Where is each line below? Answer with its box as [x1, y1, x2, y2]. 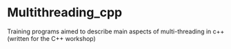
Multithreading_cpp [7, 5, 123, 20]
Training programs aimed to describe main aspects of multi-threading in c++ [7, 27, 225, 35]
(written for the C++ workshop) [7, 34, 97, 42]
